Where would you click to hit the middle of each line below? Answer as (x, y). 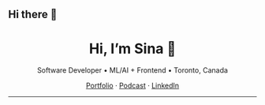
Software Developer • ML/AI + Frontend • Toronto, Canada (132, 70)
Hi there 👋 (33, 15)
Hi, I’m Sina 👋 (132, 49)
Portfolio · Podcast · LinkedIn (132, 86)
